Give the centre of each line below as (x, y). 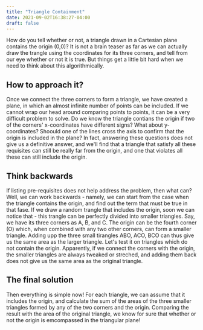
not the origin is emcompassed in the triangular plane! (73, 320)
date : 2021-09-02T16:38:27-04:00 (48, 17)
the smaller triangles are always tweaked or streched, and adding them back (101, 255)
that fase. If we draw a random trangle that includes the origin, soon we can (101, 210)
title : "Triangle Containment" (46, 12)
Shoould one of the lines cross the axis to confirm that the (112, 132)
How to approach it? (45, 85)
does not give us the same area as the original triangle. (75, 261)
